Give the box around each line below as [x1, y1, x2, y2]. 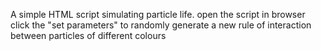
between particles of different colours [10, 30, 167, 41]
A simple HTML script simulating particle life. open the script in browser [10, 9, 306, 20]
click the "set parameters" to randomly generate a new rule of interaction [10, 19, 312, 31]
